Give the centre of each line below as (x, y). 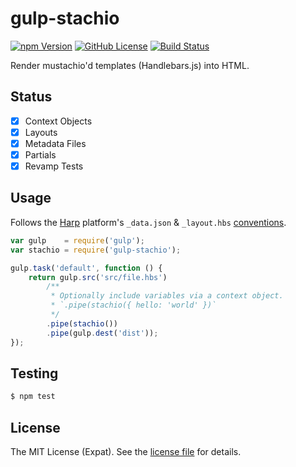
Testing (34, 373)
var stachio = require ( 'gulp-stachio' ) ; (96, 250)
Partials (40, 154)
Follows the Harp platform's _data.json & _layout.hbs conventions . (148, 222)
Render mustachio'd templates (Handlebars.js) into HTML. (130, 65)
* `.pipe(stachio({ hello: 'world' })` (133, 305)
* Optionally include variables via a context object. (167, 296)
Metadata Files (55, 143)
